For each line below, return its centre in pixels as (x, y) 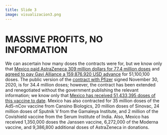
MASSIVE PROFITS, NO (54, 39)
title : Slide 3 (21, 10)
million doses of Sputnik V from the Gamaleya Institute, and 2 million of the (82, 111)
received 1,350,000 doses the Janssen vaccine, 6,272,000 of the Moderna (82, 122)
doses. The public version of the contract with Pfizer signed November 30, (82, 79)
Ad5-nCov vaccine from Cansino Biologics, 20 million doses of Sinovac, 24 (82, 106)
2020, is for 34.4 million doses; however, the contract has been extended (81, 85)
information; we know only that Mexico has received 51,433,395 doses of (81, 95)
